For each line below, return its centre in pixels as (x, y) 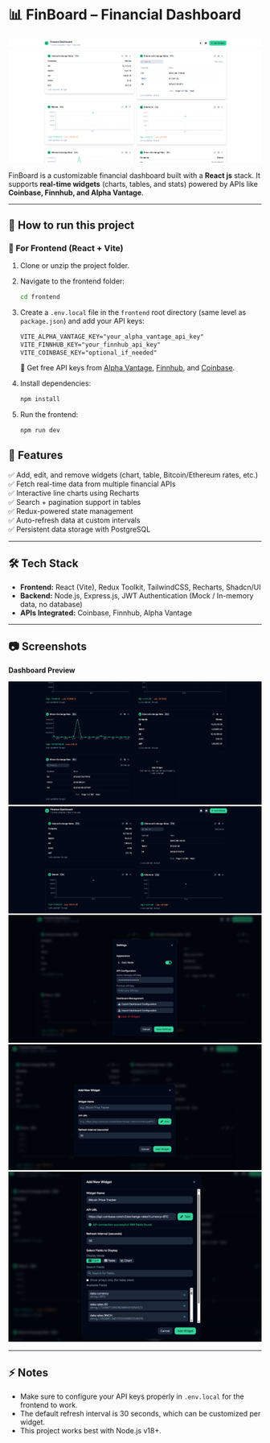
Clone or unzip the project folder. (75, 266)
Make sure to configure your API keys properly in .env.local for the (132, 1396)
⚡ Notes (29, 1373)
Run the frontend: (49, 415)
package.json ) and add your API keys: (82, 321)
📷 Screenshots (47, 647)
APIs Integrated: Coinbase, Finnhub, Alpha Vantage (106, 613)
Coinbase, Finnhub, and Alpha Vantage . (76, 192)
